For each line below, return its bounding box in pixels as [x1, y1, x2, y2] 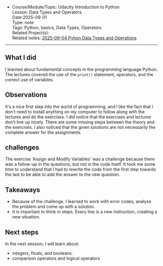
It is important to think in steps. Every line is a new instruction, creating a [12, 209, 158, 215]
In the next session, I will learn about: [5, 241, 80, 247]
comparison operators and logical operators [12, 255, 100, 261]
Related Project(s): [12, 30, 49, 35]
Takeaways [5, 186, 40, 194]
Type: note [12, 19, 34, 25]
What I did [5, 53, 36, 62]
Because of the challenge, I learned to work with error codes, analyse [12, 199, 151, 204]
